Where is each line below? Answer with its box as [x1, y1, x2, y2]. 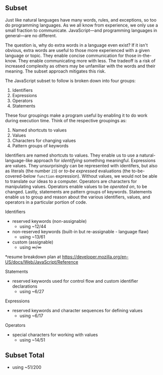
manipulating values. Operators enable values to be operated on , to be [5, 184, 148, 189]
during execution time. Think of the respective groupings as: [5, 117, 127, 123]
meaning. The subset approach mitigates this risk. [5, 68, 106, 74]
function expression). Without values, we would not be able [36, 173, 158, 179]
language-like [5, 157, 33, 163]
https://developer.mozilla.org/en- [62, 254, 129, 260]
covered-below [5, 173, 36, 179]
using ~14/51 [19, 337, 46, 343]
